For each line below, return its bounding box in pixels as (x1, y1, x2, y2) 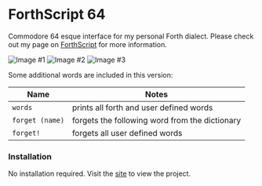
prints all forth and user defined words (71, 102, 213, 113)
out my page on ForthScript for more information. (8, 39, 167, 49)
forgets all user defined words (71, 127, 183, 138)
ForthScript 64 (8, 5, 106, 24)
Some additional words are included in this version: (8, 70, 173, 79)
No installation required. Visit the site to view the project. (8, 169, 191, 178)
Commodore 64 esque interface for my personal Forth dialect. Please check (8, 31, 254, 41)
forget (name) (12, 115, 65, 125)
